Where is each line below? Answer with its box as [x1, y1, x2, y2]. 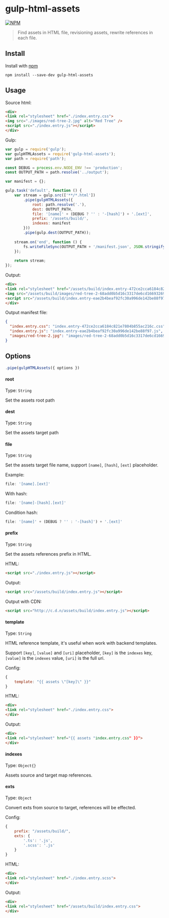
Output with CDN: [5, 598, 42, 604]
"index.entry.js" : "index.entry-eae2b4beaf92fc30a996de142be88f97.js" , [10, 329, 163, 334]
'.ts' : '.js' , [23, 838, 53, 843]
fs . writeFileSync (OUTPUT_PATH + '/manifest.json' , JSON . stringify [23, 244, 165, 249]
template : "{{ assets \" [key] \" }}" [14, 679, 92, 684]
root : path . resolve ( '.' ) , [32, 202, 87, 207]
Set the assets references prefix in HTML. [5, 551, 92, 557]
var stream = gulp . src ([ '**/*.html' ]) [14, 193, 96, 198]
